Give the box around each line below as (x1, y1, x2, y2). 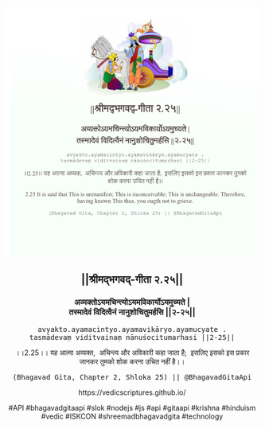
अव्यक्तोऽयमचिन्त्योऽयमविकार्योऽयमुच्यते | (73, 297, 191, 308)
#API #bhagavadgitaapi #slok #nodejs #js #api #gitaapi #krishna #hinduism (8, 403, 256, 412)
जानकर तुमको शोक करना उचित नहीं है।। (79, 357, 185, 366)
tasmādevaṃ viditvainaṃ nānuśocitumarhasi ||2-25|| (29, 333, 236, 341)
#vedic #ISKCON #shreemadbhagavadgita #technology (41, 411, 224, 421)
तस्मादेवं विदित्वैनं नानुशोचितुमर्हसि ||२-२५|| (68, 306, 196, 318)
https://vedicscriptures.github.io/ (77, 388, 187, 397)
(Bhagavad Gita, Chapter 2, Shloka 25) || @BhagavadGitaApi (12, 372, 252, 381)
